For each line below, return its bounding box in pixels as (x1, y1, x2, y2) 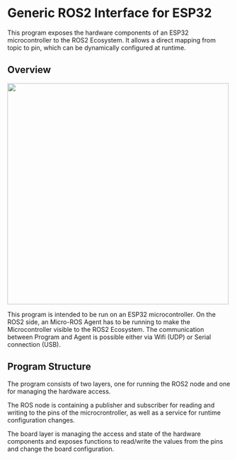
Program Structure (7, 361, 92, 373)
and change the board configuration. (7, 444, 115, 453)
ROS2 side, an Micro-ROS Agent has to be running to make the (7, 317, 191, 326)
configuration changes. (7, 415, 76, 424)
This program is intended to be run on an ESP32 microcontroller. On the (7, 310, 216, 318)
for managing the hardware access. (7, 387, 111, 396)
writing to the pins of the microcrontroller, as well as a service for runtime (7, 408, 221, 417)
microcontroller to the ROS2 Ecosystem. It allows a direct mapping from (7, 35, 216, 44)
